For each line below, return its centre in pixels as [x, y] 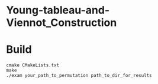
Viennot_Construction [62, 23]
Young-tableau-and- [58, 10]
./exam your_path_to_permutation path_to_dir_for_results [79, 76]
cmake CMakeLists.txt [33, 65]
